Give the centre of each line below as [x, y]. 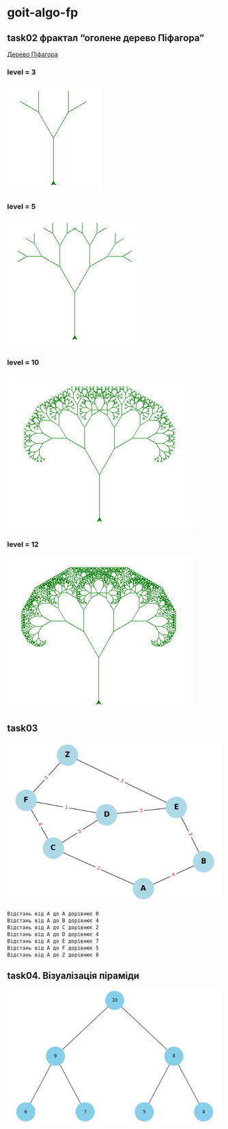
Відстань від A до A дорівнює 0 [53, 914]
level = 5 [22, 207]
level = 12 [23, 544]
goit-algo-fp [43, 13]
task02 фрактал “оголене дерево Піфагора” [106, 38]
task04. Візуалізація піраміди [73, 976]
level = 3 [22, 72]
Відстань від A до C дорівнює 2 [53, 928]
